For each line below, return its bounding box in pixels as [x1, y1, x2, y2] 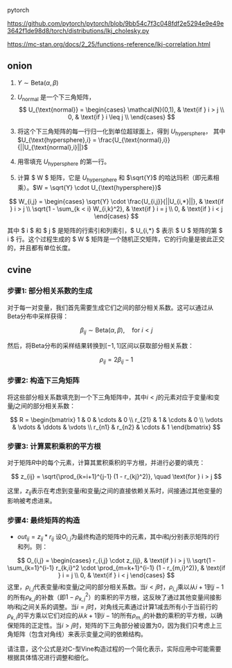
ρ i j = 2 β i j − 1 [99, 355, 134, 366]
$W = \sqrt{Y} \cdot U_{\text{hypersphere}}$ [32, 184, 161, 191]
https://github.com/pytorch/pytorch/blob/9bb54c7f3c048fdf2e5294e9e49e [7, 19, 224, 27]
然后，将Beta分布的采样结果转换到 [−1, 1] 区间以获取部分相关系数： [7, 342, 195, 350]
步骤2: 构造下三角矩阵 [7, 376, 80, 385]
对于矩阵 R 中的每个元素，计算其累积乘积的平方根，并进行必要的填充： [7, 458, 206, 466]
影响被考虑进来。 [7, 496, 56, 504]
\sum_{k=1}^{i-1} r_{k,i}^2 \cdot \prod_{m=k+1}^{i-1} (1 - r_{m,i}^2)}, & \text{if [7, 563, 226, 572]
